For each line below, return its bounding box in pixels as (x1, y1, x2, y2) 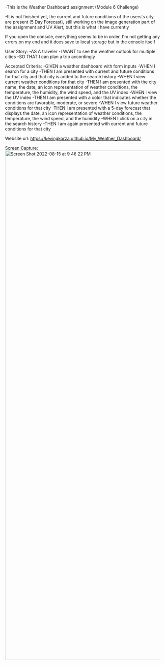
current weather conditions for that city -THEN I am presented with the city (5, 79, 157, 85)
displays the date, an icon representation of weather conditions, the (5, 110, 142, 116)
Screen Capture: (5, 145, 38, 151)
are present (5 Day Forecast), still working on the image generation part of (5, 19, 156, 25)
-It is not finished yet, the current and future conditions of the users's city (5, 14, 154, 19)
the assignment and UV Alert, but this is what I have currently (5, 24, 129, 30)
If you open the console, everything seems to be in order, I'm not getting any (5, 34, 160, 39)
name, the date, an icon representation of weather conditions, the (5, 84, 138, 90)
